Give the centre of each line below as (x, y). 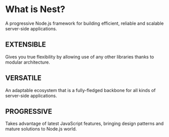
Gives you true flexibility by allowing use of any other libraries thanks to (80, 57)
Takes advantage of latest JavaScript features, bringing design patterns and (85, 124)
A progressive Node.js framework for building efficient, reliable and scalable (85, 23)
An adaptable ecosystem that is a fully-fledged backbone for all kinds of (80, 90)
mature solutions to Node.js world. (41, 129)
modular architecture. (28, 62)
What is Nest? (35, 9)
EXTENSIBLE (26, 45)
